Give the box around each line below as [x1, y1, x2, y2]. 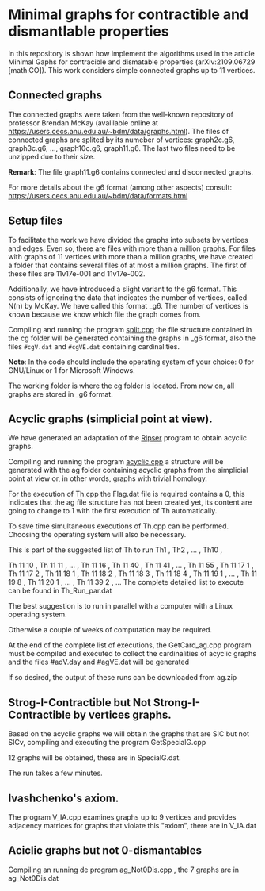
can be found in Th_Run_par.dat [8, 586, 112, 596]
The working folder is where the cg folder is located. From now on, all [8, 381, 235, 390]
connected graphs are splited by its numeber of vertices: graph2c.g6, [8, 135, 235, 144]
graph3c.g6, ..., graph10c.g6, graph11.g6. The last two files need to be [8, 143, 236, 152]
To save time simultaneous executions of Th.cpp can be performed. [8, 521, 229, 531]
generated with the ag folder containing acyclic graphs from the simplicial [8, 466, 248, 475]
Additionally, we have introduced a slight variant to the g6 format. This [8, 284, 237, 294]
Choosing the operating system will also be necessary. [8, 530, 187, 540]
